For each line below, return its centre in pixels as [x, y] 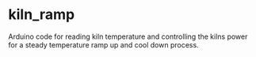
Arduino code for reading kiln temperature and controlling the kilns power [128, 36]
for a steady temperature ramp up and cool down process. [104, 44]
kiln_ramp [42, 15]
